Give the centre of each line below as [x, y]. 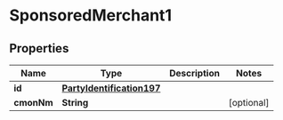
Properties [39, 48]
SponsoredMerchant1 [90, 16]
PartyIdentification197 [111, 88]
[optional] [249, 103]
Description [194, 73]
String [75, 103]
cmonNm [33, 103]
